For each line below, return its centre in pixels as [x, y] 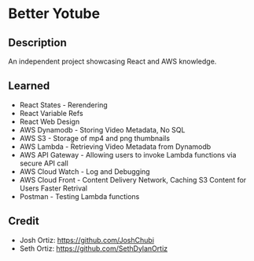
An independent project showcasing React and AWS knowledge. [112, 61]
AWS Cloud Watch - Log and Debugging [85, 171]
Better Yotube [54, 14]
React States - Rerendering [63, 105]
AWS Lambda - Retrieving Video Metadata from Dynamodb [115, 147]
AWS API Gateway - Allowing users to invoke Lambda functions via [128, 154]
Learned [29, 86]
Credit [24, 221]
